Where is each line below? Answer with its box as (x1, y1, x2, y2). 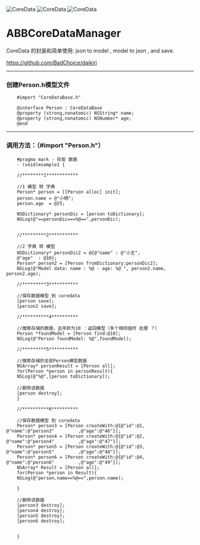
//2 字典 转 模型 (17, 243, 55, 249)
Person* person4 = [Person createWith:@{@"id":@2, (17, 433, 145, 439)
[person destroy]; (17, 390, 62, 396)
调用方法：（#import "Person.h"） (6, 141, 105, 149)
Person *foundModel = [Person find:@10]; (17, 330, 121, 336)
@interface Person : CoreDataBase (17, 105, 102, 111)
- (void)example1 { (17, 161, 65, 167)
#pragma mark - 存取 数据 (17, 156, 77, 163)
